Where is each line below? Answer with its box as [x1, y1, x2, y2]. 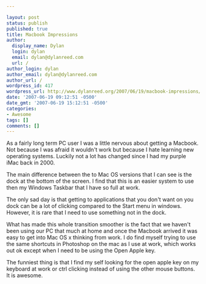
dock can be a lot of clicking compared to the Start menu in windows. [6, 202, 182, 210]
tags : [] [6, 117, 29, 123]
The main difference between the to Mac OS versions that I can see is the [6, 171, 192, 178]
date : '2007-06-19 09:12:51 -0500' [6, 94, 97, 101]
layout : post [6, 14, 40, 20]
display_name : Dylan [12, 43, 64, 49]
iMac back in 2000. [6, 159, 55, 166]
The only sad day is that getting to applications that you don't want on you [6, 196, 194, 203]
